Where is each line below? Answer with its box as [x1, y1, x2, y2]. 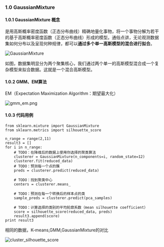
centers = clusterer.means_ [14, 181, 71, 187]
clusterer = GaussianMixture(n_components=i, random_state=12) [14, 154, 145, 159]
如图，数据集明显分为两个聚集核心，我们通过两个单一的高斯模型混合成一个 [5, 61, 155, 67]
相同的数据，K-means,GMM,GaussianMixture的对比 [5, 227, 108, 233]
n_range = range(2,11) [5, 136, 51, 141]
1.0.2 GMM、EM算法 [5, 79, 47, 85]
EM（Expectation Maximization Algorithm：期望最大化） [5, 90, 119, 96]
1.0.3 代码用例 [5, 112, 34, 118]
